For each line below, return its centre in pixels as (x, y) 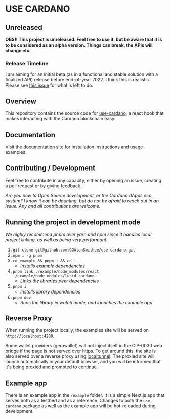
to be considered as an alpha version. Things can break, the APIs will (79, 45)
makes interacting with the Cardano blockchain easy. (60, 119)
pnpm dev (22, 297)
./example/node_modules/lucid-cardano (53, 276)
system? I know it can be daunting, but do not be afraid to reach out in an (82, 201)
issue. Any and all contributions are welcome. (53, 206)
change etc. (18, 50)
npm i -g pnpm (27, 255)
